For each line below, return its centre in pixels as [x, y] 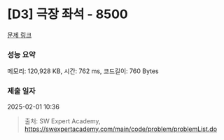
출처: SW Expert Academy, [62, 121]
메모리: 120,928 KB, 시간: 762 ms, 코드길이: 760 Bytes [83, 71]
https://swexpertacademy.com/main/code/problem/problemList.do [121, 129]
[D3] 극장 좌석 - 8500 [68, 14]
